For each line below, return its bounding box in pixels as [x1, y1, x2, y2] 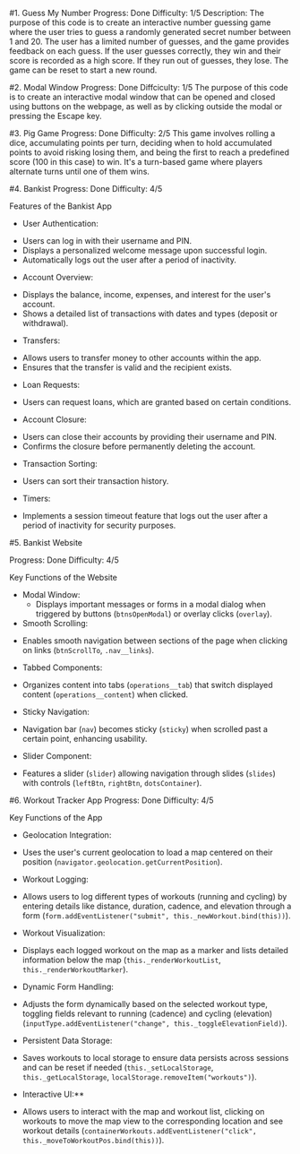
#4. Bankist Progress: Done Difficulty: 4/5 [9, 184, 163, 194]
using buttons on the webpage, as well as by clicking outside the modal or [9, 101, 283, 111]
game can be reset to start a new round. [9, 65, 158, 75]
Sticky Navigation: [21, 707, 90, 717]
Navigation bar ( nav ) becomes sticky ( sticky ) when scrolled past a [21, 724, 269, 734]
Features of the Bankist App [9, 201, 112, 211]
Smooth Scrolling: [21, 618, 89, 628]
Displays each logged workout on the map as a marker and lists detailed [21, 945, 289, 955]
